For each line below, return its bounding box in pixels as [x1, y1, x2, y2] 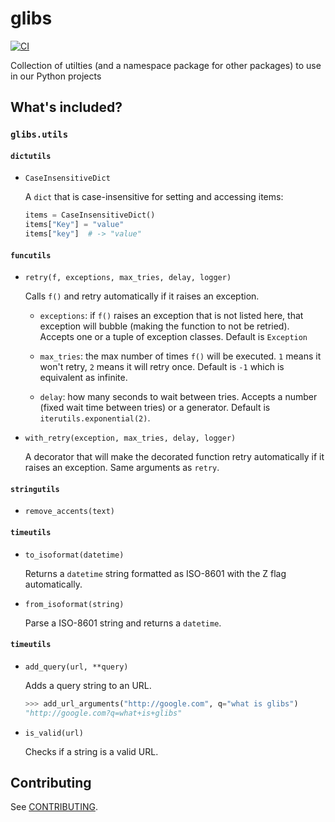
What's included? [10, 99, 123, 116]
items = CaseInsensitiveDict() [24, 210, 156, 221]
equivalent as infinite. [39, 372, 128, 384]
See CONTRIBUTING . [10, 801, 98, 813]
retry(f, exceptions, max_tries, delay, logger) [24, 273, 232, 283]
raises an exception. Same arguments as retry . [24, 462, 220, 474]
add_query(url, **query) [24, 662, 129, 672]
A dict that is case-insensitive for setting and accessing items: [24, 191, 284, 203]
